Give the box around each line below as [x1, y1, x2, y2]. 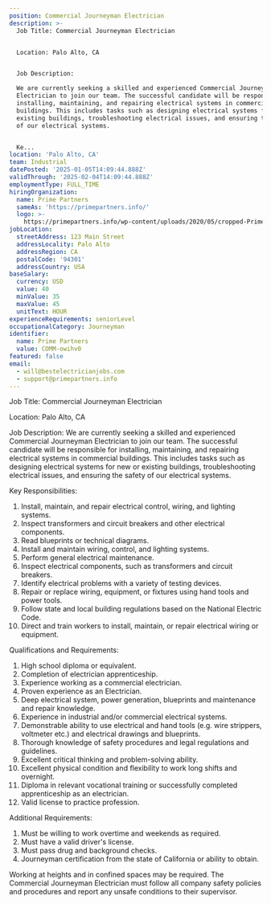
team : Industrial [9, 158, 68, 166]
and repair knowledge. [20, 704, 96, 714]
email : [9, 359, 31, 368]
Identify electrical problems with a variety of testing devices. [20, 579, 222, 588]
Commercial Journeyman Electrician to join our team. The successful [9, 436, 238, 446]
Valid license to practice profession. [20, 797, 140, 808]
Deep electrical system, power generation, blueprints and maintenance [20, 695, 257, 705]
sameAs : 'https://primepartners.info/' [16, 202, 150, 211]
